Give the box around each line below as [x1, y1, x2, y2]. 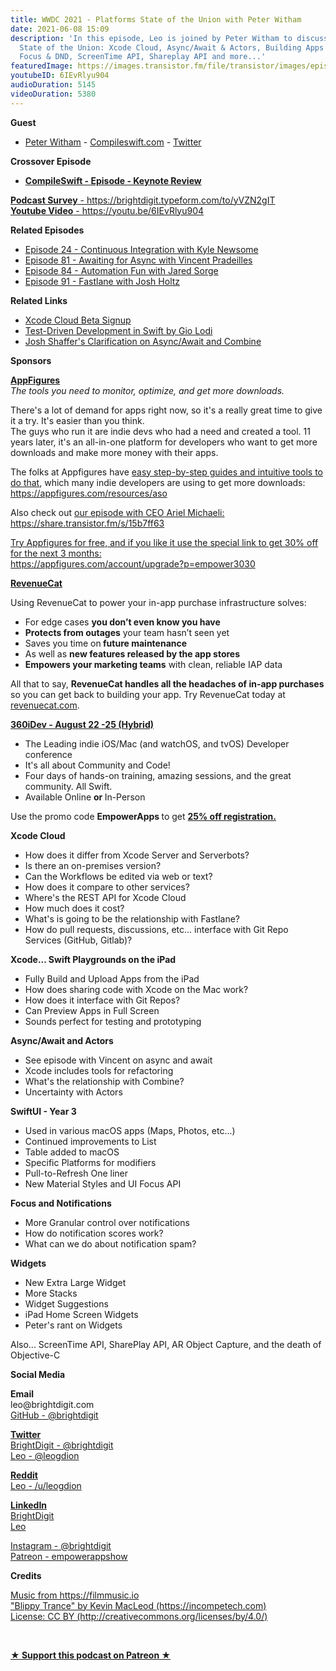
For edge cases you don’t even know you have [24, 616, 221, 628]
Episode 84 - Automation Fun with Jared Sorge [24, 264, 219, 276]
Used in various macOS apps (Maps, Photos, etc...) [24, 1124, 236, 1136]
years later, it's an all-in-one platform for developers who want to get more [10, 436, 318, 448]
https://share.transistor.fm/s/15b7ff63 [10, 517, 165, 529]
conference [24, 748, 73, 760]
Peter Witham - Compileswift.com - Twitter [24, 136, 202, 148]
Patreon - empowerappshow [10, 1550, 128, 1562]
